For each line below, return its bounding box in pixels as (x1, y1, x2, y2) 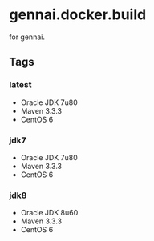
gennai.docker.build (9, 6, 147, 24)
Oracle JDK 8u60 (20, 208, 79, 218)
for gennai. (9, 32, 45, 42)
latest (9, 79, 32, 90)
